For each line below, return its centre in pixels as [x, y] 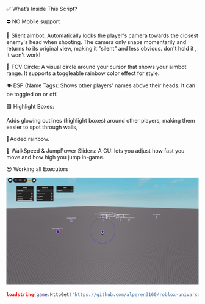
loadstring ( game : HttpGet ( [39, 295]
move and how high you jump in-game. [56, 157]
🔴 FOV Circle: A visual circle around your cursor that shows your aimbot [96, 67]
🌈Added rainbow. [28, 139]
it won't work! [23, 55]
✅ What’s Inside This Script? [42, 9]
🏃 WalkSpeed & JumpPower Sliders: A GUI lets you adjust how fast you [95, 151]
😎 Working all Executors [37, 169]
